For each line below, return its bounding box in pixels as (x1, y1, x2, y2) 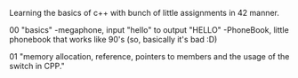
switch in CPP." (9, 61, 65, 71)
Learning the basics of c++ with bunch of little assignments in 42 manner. (9, 8, 280, 18)
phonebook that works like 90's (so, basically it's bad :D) (9, 35, 218, 44)
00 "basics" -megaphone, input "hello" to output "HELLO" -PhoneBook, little (9, 25, 289, 35)
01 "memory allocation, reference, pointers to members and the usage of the (9, 51, 290, 61)
